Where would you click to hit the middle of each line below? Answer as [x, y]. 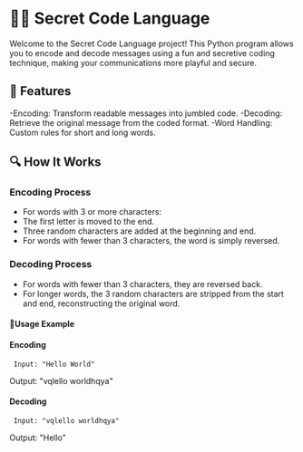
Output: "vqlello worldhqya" [61, 380]
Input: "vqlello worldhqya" [66, 420]
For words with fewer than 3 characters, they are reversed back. [142, 284]
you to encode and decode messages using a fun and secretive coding [142, 53]
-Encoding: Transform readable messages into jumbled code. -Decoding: [146, 113]
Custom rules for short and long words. [83, 132]
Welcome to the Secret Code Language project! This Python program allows [151, 43]
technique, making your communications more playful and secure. [133, 63]
